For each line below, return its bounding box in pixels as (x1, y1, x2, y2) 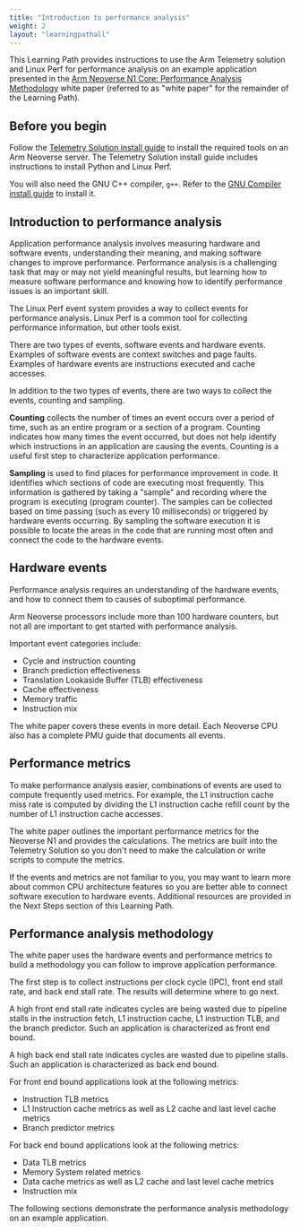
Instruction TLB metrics (21, 1094, 109, 1105)
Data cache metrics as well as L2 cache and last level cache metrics (21, 1176, 275, 1187)
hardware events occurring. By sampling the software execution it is (9, 516, 261, 525)
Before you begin (9, 118, 107, 134)
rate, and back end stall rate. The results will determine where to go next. (9, 986, 279, 997)
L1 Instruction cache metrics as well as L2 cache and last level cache (21, 1104, 277, 1115)
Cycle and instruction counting (21, 655, 136, 666)
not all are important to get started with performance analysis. (9, 620, 238, 631)
